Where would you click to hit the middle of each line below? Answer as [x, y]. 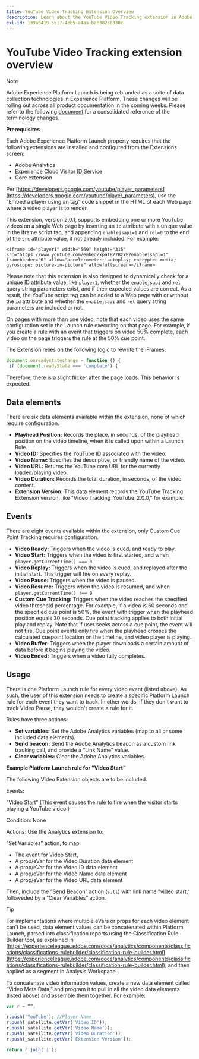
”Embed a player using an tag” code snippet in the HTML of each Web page [99, 202]
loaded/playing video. [41, 472]
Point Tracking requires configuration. [53, 537]
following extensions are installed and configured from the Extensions [91, 147]
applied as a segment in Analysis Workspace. [62, 971]
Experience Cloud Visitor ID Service [59, 171]
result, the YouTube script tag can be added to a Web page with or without [97, 295]
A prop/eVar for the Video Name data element [71, 874]
